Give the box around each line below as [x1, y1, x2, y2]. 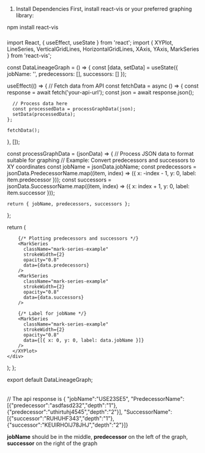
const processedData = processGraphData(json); [12, 106, 136, 112]
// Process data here [12, 101, 68, 107]
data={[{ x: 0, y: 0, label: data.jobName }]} [23, 337, 144, 344]
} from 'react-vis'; [7, 52, 51, 59]
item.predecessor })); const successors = [7, 176, 112, 183]
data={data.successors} [23, 294, 84, 301]
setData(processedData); [12, 112, 76, 118]
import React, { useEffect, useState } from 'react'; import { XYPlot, [7, 39, 174, 47]
